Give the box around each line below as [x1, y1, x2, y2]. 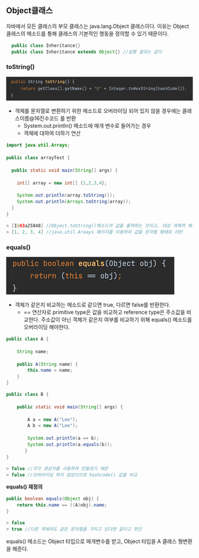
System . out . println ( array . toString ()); [17, 193, 115, 198]
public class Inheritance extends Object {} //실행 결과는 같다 [11, 49, 162, 55]
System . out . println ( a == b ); [27, 436, 99, 442]
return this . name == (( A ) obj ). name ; [17, 502, 108, 508]
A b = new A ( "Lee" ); [27, 423, 78, 429]
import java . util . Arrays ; [6, 142, 70, 149]
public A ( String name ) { [17, 361, 78, 367]
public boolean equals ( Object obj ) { [6, 496, 99, 502]
